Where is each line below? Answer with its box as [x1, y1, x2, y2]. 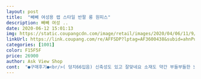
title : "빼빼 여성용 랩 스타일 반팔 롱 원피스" [6, 14, 111, 20]
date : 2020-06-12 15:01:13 [6, 25, 74, 31]
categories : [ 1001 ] [6, 42, 55, 48]
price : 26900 [6, 53, 39, 59]
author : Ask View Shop [6, 58, 63, 64]
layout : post [6, 8, 39, 15]
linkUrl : [6, 36, 28, 42]
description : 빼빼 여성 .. [6, 20, 69, 26]
